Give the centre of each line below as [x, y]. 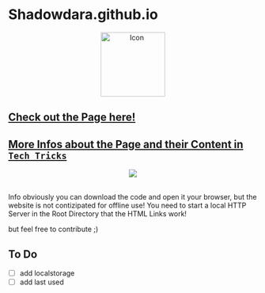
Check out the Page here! [72, 118]
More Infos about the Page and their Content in [126, 144]
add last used [42, 282]
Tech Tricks [38, 156]
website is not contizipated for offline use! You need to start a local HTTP [127, 205]
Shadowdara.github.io [83, 15]
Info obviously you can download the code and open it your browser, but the [132, 197]
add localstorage [47, 273]
